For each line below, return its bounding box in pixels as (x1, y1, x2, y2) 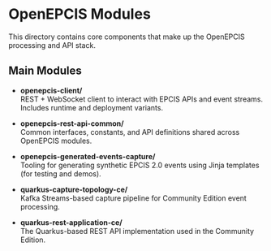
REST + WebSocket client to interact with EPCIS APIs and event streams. (19, 94, 264, 104)
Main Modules (8, 64, 83, 78)
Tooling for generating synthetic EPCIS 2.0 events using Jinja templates (19, 160, 260, 170)
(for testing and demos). (19, 168, 101, 179)
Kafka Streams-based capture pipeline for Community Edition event (19, 193, 247, 203)
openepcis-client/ (19, 85, 83, 95)
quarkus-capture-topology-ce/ (19, 184, 128, 194)
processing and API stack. (8, 40, 96, 50)
